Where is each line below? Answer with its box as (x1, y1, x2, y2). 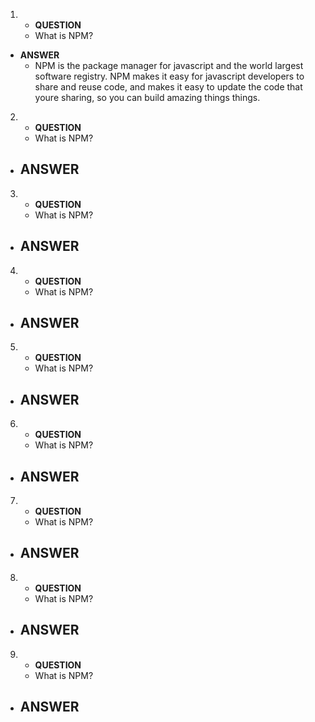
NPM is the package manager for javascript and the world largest (34, 60, 304, 71)
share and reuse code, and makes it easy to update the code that (34, 81, 303, 93)
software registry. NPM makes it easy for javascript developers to (34, 70, 305, 82)
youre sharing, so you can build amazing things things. (34, 92, 261, 103)
